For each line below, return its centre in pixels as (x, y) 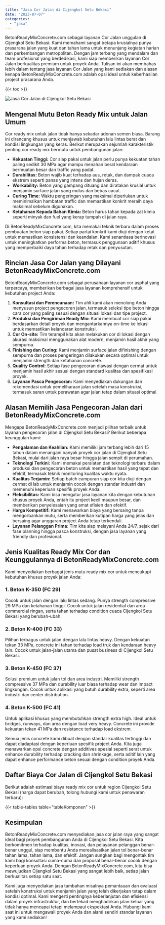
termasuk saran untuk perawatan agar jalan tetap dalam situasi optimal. (85, 392)
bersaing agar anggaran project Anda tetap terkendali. (67, 521)
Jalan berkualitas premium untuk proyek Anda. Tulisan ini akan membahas (81, 64)
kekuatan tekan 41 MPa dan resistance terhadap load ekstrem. (68, 729)
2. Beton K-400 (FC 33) (34, 629)
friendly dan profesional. (37, 536)
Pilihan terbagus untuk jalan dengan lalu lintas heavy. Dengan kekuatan (78, 640)
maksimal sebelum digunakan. (43, 207)
